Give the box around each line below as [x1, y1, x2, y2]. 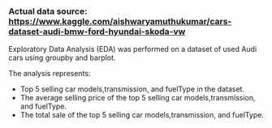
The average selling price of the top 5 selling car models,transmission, [19, 93, 256, 103]
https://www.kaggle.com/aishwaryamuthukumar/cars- [8, 15, 232, 27]
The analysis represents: [8, 69, 91, 79]
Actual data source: [8, 6, 88, 17]
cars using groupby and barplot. [8, 53, 116, 62]
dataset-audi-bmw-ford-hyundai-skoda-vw [8, 26, 186, 37]
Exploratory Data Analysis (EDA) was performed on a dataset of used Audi [8, 45, 257, 54]
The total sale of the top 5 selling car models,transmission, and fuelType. [19, 110, 264, 120]
